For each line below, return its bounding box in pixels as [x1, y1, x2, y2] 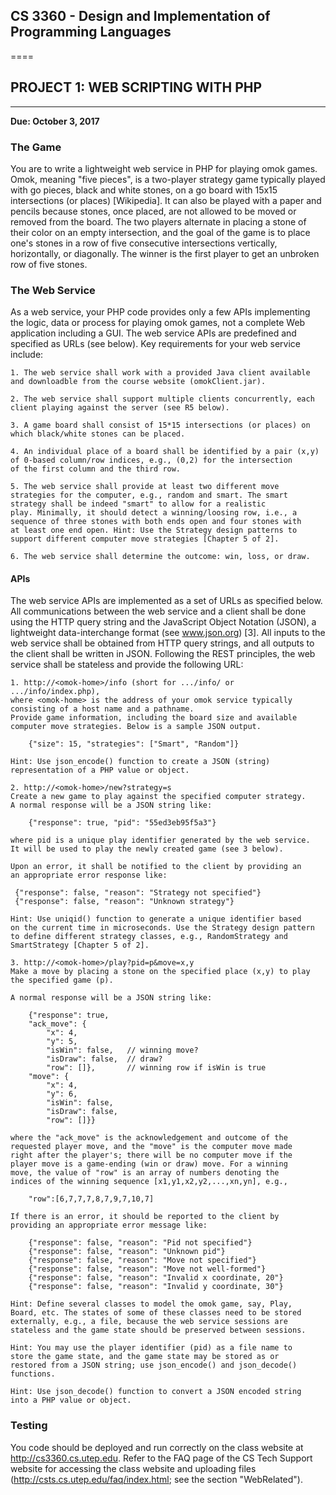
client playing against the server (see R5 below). [10, 403, 230, 413]
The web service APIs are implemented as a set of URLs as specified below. [10, 595, 323, 607]
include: [10, 349, 44, 361]
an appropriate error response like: [10, 870, 168, 881]
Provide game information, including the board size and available [10, 713, 298, 723]
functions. [10, 1369, 56, 1379]
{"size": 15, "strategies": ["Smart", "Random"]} [28, 739, 240, 749]
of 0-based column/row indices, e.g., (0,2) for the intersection [10, 455, 293, 466]
